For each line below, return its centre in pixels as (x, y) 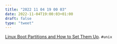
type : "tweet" (20, 23)
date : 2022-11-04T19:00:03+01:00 (39, 14)
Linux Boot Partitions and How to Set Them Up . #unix (59, 37)
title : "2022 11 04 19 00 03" (36, 9)
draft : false (18, 18)
